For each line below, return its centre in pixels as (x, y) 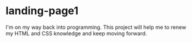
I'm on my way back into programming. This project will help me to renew (96, 27)
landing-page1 (42, 11)
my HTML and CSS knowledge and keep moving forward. (76, 33)
